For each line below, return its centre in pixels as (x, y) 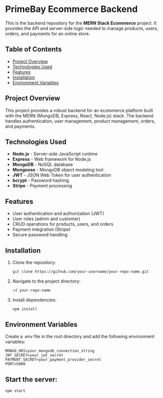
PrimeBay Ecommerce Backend (72, 9)
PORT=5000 (15, 364)
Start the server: (31, 379)
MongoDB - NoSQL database (43, 165)
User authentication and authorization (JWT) (58, 214)
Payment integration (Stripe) (41, 229)
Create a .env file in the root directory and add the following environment (80, 337)
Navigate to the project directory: (46, 281)
